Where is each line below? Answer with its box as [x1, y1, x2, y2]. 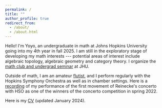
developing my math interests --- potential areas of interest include [5, 53, 140, 59]
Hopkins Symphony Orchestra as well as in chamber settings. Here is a [5, 78, 148, 84]
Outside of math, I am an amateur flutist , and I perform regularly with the [5, 73, 151, 78]
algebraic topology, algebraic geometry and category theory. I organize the [5, 59, 156, 64]
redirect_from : [5, 20, 36, 26]
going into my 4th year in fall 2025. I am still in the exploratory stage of [5, 48, 147, 54]
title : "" [5, 12, 25, 16]
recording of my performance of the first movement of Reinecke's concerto [5, 83, 157, 89]
